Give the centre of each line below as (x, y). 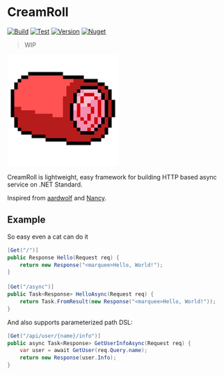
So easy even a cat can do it (48, 237)
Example (26, 220)
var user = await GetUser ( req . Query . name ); (84, 351)
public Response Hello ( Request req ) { (63, 257)
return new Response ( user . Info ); (68, 358)
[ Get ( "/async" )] (31, 287)
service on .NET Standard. (45, 184)
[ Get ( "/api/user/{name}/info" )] (54, 336)
